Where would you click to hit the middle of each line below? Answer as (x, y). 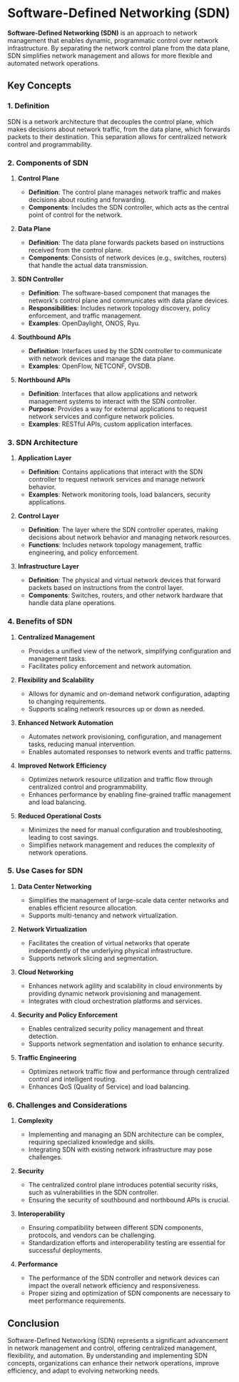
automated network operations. (54, 63)
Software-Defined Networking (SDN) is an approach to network (102, 33)
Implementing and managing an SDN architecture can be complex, (126, 1134)
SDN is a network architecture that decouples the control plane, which (111, 121)
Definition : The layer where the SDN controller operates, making (123, 530)
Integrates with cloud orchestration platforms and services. (115, 1001)
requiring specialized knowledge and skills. (92, 1142)
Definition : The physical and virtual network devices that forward (124, 580)
